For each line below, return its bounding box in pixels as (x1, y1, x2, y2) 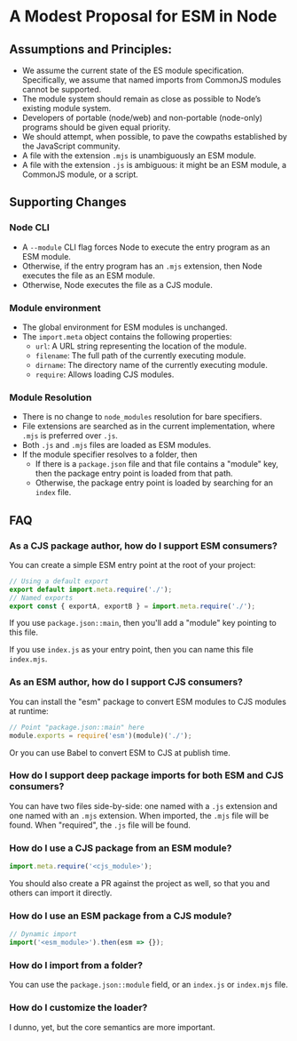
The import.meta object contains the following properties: (21, 331, 232, 341)
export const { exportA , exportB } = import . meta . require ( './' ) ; (9, 602, 255, 611)
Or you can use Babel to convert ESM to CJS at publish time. (9, 747, 231, 757)
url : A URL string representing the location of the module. (35, 340, 246, 351)
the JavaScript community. (21, 140, 121, 151)
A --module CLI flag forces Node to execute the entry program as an (21, 242, 270, 252)
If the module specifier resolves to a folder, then (21, 449, 198, 460)
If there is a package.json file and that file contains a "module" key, (35, 459, 279, 469)
